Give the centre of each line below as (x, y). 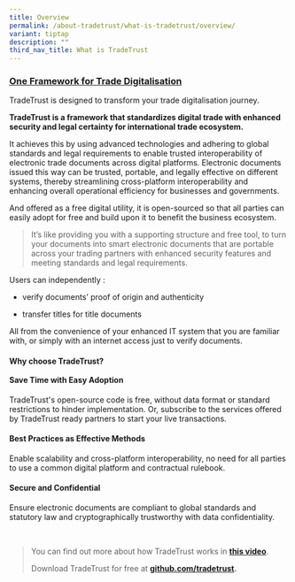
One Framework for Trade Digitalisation (96, 81)
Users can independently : (58, 280)
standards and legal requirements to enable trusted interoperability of (136, 153)
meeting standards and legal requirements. (109, 263)
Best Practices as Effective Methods (78, 439)
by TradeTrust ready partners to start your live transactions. (118, 418)
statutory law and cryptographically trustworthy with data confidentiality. (142, 517)
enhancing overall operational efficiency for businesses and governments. (144, 191)
